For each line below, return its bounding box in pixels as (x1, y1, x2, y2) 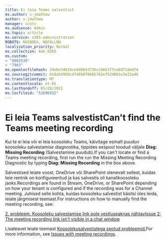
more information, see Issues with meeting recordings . (5, 231, 116, 237)
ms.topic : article (5, 30, 43, 35)
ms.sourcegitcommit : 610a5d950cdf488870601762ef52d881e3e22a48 (5, 72, 139, 77)
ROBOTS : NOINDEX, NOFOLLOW (5, 40, 61, 45)
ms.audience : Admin (5, 26, 46, 31)
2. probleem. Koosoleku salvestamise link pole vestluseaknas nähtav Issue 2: (5, 211, 161, 217)
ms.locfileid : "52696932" (5, 90, 58, 95)
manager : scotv (5, 21, 37, 26)
